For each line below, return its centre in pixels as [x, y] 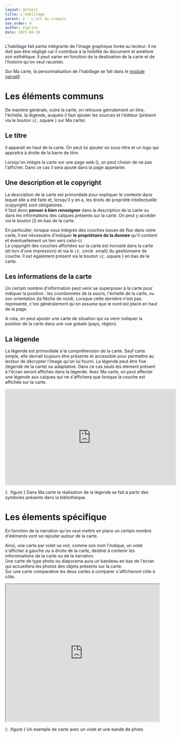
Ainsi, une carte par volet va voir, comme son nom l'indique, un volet [74, 546]
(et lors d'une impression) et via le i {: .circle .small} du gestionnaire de [76, 251]
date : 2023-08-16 [23, 32]
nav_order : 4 [18, 23]
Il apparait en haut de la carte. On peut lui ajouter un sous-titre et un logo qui [82, 147]
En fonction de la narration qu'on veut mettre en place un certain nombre [78, 531]
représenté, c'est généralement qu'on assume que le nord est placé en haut [81, 304]
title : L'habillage [25, 14]
